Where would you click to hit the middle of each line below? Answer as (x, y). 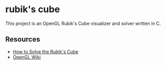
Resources (23, 39)
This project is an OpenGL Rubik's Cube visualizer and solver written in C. (83, 23)
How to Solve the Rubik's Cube (45, 51)
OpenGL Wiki (27, 57)
